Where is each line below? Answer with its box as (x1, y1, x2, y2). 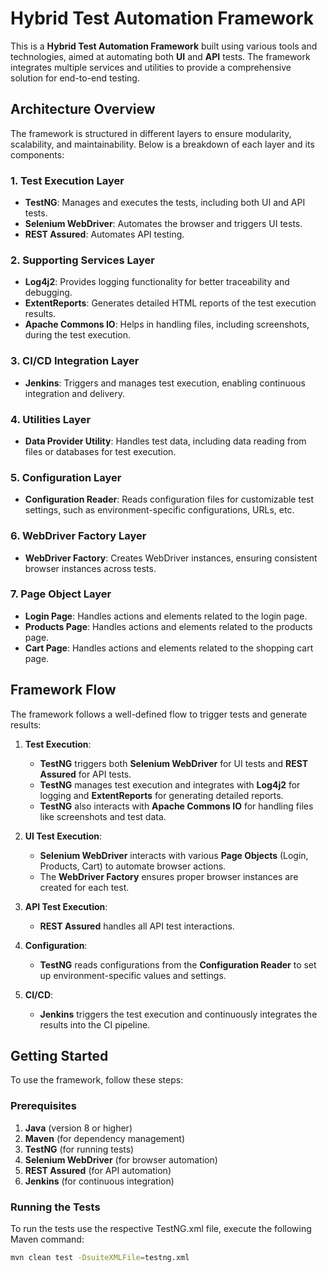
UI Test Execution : (24, 830, 103, 842)
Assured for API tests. (39, 768, 132, 780)
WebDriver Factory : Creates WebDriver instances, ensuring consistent (24, 552, 318, 564)
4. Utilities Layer (10, 412, 92, 426)
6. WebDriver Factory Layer (10, 529, 147, 543)
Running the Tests (10, 1200, 101, 1214)
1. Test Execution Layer (10, 173, 125, 187)
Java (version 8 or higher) (24, 1122, 133, 1134)
